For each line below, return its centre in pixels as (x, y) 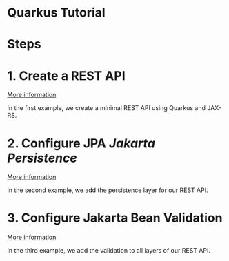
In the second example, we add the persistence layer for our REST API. (108, 190)
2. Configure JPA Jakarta (81, 143)
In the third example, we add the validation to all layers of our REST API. (109, 251)
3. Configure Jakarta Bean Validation (115, 218)
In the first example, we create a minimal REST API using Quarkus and (106, 108)
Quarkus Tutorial (56, 13)
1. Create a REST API (66, 75)
